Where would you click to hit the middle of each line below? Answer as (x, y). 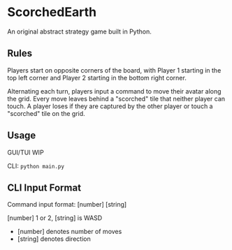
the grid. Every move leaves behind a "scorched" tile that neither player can (116, 98)
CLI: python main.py (36, 166)
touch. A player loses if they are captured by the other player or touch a (110, 106)
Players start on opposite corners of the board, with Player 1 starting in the (114, 70)
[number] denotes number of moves (70, 232)
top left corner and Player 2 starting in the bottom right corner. (97, 78)
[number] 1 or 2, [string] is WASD (55, 218)
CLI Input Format (44, 187)
